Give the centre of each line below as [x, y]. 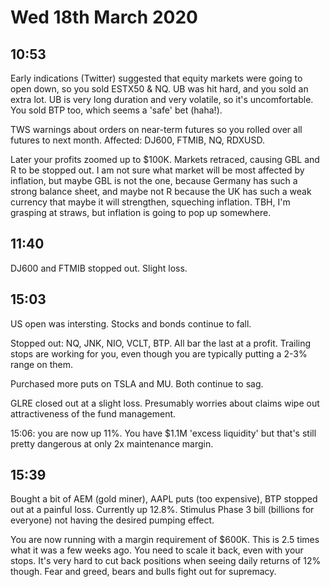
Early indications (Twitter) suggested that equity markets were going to [156, 78]
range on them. [42, 364]
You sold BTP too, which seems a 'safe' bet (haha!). [116, 110]
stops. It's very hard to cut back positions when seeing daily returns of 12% [166, 561]
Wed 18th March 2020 [104, 17]
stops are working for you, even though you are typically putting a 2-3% [159, 353]
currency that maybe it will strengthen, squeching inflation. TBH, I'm [150, 202]
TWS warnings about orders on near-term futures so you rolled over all [156, 129]
